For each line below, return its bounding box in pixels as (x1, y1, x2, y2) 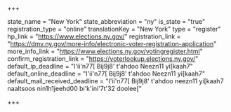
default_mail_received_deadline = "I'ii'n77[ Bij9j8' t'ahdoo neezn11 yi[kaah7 (7, 77, 224, 85)
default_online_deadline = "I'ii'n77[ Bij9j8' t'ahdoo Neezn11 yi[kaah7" (7, 69, 206, 78)
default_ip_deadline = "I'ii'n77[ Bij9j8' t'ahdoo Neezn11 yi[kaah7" (7, 62, 193, 70)
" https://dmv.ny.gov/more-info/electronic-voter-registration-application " (7, 40, 217, 48)
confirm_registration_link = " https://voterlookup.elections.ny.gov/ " (7, 55, 199, 63)
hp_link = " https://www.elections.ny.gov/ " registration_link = (7, 32, 181, 41)
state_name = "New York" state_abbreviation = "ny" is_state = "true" (7, 17, 206, 25)
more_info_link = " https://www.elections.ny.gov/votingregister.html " (7, 47, 204, 55)
